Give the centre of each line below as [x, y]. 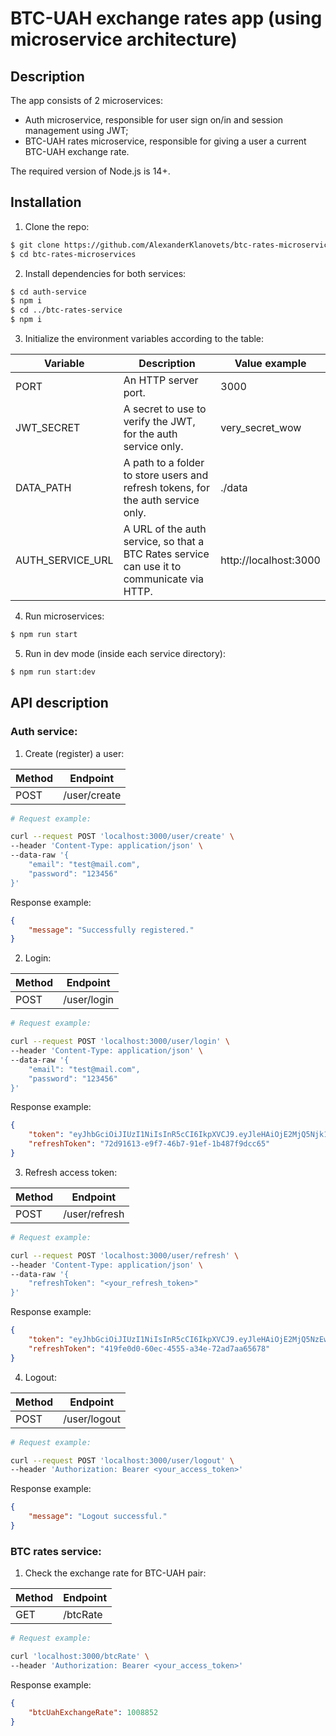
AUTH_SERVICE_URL [64, 560]
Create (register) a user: [74, 753]
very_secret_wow [261, 428]
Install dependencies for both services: [105, 273]
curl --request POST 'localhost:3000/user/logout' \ [122, 1460]
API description [59, 703]
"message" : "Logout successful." [98, 1517]
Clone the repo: [57, 226]
